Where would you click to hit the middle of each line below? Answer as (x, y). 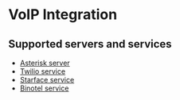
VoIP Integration (63, 15)
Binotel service (44, 88)
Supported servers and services (90, 44)
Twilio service (43, 71)
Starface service (47, 80)
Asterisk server (45, 63)
